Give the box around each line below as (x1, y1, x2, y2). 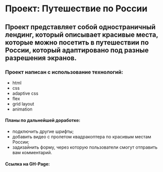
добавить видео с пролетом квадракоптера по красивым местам (12, 134, 152, 140)
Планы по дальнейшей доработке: (5, 117, 81, 123)
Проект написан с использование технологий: (5, 68, 123, 75)
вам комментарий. (12, 150, 52, 156)
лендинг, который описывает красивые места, (5, 30, 159, 39)
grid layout (12, 101, 35, 107)
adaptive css (12, 90, 39, 96)
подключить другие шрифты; (12, 128, 74, 134)
